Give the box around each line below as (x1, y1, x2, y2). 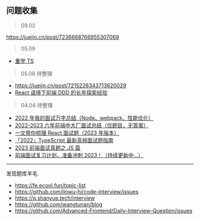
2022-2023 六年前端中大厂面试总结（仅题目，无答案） (14, 122, 149, 129)
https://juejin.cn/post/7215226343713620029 (14, 82, 127, 89)
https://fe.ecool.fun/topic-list (14, 181, 86, 189)
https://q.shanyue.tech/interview (14, 194, 95, 202)
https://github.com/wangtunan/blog (14, 200, 103, 207)
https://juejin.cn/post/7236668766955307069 (6, 33, 120, 41)
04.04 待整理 (20, 101, 53, 109)
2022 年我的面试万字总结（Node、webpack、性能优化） (14, 114, 154, 121)
